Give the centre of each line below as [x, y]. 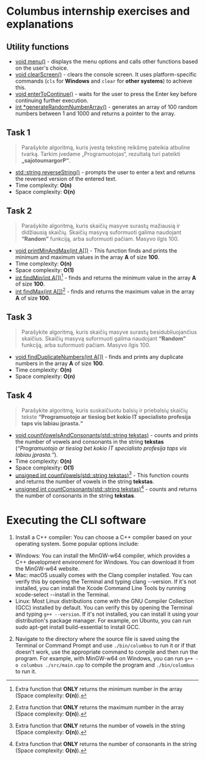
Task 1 [18, 133]
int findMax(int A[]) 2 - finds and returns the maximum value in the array [105, 291]
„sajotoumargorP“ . [46, 160]
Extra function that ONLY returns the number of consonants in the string [106, 743]
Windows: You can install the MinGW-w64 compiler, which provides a [103, 555]
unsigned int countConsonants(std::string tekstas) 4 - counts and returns [106, 489]
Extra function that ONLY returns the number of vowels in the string [100, 725]
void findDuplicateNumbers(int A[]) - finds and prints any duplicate [99, 356]
